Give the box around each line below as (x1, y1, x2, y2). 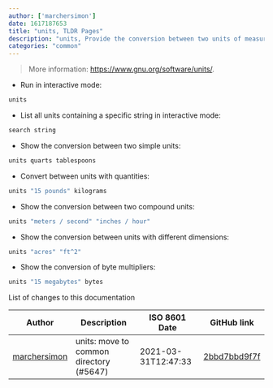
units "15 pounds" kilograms (8, 187, 107, 195)
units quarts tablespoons (8, 156, 96, 165)
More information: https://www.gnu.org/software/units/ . (28, 64, 215, 74)
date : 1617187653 (8, 19, 67, 28)
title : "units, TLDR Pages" (8, 27, 104, 35)
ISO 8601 (149, 312, 187, 323)
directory (76, 356, 110, 368)
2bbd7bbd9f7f (202, 351, 261, 362)
